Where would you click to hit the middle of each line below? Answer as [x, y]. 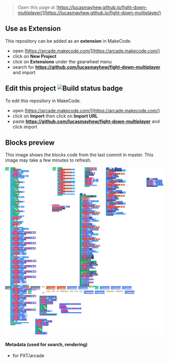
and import [24, 72]
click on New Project [34, 56]
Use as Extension [33, 29]
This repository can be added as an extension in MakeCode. [69, 41]
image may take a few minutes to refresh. [48, 160]
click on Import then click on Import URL [55, 116]
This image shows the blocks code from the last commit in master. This [79, 155]
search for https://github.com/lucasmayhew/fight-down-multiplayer [86, 67]
